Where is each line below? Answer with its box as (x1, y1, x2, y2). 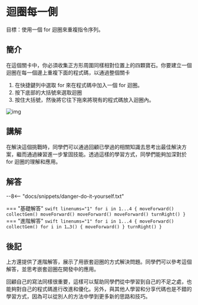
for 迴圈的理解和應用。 (6, 158, 61, 165)
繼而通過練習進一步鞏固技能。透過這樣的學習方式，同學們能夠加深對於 (16, 151, 187, 158)
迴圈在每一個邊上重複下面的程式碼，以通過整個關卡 (6, 69, 130, 76)
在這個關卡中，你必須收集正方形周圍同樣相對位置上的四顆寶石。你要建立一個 (6, 61, 192, 68)
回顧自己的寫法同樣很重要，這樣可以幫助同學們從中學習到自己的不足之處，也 (6, 278, 192, 286)
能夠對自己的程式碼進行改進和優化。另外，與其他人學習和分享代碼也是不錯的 (6, 286, 192, 293)
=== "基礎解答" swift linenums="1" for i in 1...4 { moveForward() (6, 205, 174, 212)
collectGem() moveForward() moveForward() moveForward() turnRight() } (6, 211, 186, 218)
